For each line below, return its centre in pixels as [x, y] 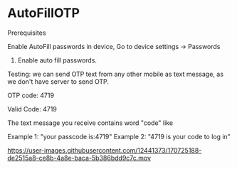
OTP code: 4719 [31, 95]
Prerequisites [27, 33]
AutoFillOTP [44, 13]
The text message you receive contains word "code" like [90, 123]
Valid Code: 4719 [32, 109]
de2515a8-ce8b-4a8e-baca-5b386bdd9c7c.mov [79, 158]
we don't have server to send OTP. [58, 81]
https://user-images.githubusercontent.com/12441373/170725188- [105, 150]
